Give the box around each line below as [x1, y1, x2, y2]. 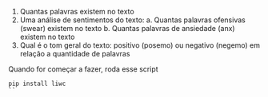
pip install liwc [8, 80, 66, 87]
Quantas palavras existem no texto [19, 7, 134, 16]
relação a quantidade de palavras [19, 49, 130, 58]
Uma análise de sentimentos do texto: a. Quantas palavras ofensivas [19, 15, 246, 25]
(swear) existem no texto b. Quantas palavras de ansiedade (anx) [19, 24, 235, 33]
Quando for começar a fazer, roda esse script [8, 64, 158, 74]
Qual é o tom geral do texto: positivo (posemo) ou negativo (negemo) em [19, 41, 261, 50]
